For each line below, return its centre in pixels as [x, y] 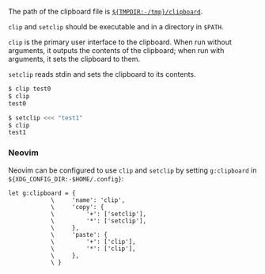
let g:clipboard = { [42, 193]
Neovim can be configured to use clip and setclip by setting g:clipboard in [132, 170]
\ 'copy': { [77, 207]
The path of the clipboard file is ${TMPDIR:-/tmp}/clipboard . [106, 11]
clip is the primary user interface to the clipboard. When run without [120, 42]
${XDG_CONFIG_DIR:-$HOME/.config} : [66, 178]
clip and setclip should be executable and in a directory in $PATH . [116, 27]
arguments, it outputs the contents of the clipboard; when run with [116, 50]
